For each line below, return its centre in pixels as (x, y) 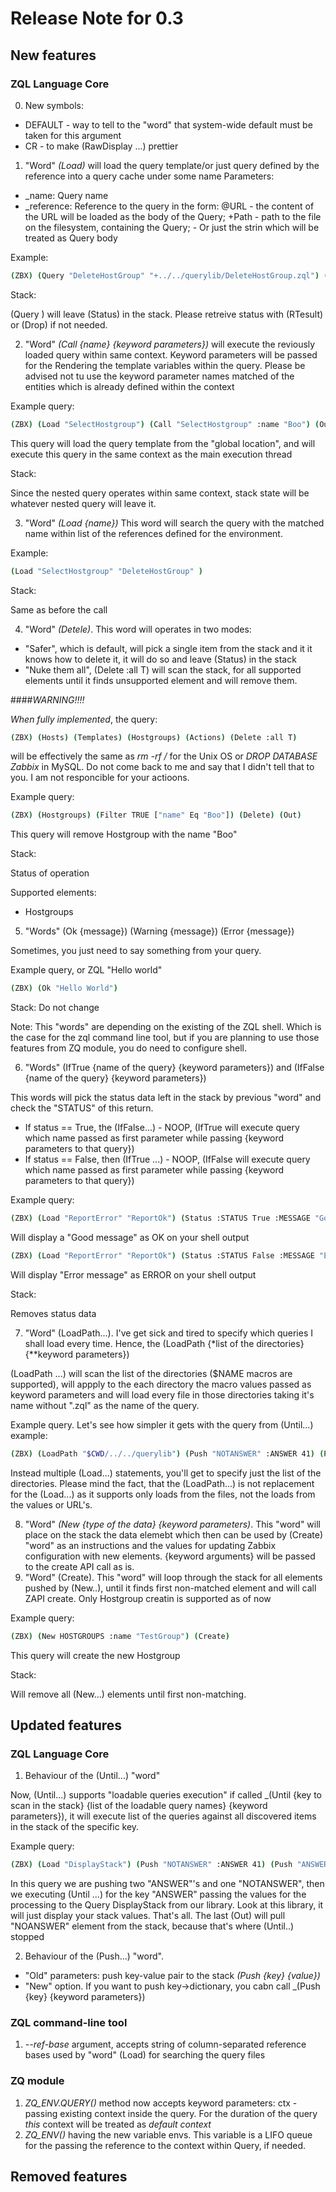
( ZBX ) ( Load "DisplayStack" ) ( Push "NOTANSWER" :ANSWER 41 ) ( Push (151, 1865)
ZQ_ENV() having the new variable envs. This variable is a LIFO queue (168, 2134)
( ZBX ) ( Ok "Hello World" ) (64, 988)
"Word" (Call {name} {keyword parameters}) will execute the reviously (170, 344)
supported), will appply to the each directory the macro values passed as (161, 1384)
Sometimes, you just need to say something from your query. (136, 951)
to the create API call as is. (79, 1566)
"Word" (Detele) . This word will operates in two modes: (138, 629)
